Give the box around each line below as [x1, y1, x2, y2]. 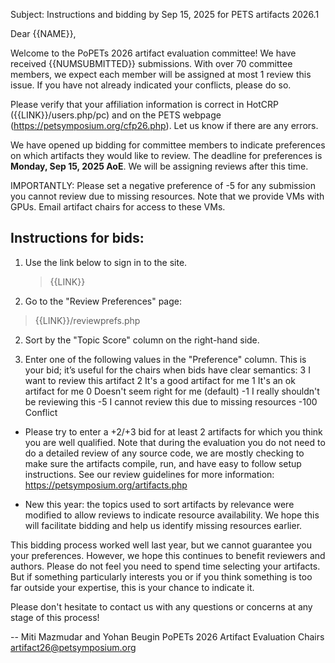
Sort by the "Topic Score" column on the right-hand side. [24, 334, 260, 346]
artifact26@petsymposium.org [10, 641, 137, 653]
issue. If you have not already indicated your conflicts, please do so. [10, 79, 292, 91]
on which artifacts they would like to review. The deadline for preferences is [10, 150, 323, 161]
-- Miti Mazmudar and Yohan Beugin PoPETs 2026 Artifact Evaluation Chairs [10, 630, 325, 643]
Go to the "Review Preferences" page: [24, 295, 182, 307]
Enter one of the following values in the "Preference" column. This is [24, 353, 307, 365]
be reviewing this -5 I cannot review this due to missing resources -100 [24, 395, 318, 408]
